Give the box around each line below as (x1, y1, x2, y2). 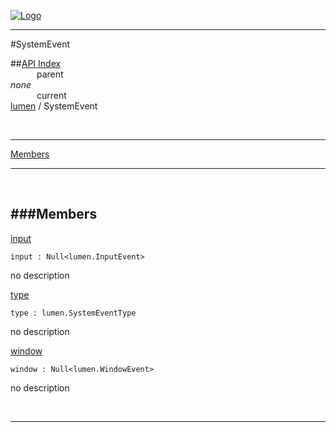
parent (36, 68, 64, 80)
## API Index (10, 58, 62, 69)
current (36, 90, 67, 101)
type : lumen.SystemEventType (10, 308, 137, 318)
